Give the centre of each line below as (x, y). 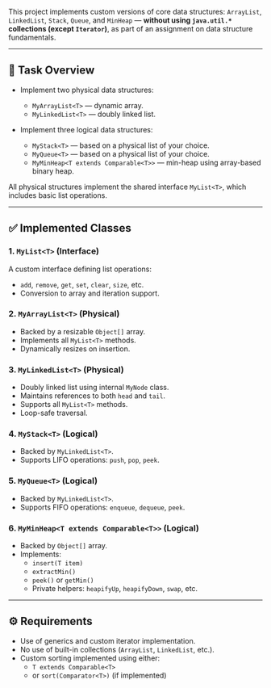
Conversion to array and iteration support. (90, 293)
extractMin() (54, 572)
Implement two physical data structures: (87, 90)
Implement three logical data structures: (86, 129)
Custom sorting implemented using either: (90, 658)
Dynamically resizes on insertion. (75, 348)
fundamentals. (32, 37)
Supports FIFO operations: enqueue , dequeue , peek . (102, 507)
